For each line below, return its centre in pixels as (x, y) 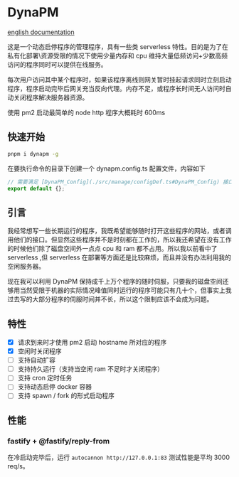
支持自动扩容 (36, 360)
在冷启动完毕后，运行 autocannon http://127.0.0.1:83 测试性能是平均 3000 (118, 457)
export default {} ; (36, 188)
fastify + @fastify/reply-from (59, 441)
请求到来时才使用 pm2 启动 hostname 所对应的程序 (92, 342)
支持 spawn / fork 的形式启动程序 (66, 396)
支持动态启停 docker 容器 (55, 387)
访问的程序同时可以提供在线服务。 (57, 64)
